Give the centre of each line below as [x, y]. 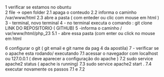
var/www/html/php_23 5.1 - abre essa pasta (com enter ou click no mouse [80, 33]
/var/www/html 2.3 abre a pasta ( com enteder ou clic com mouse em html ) [82, 18]
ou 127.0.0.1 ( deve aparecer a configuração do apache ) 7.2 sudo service [79, 58]
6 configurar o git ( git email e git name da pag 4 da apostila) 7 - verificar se [82, 48]
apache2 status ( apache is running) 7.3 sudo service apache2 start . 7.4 [78, 64]
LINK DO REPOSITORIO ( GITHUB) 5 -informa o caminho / [64, 28]
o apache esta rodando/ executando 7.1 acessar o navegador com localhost [82, 53]
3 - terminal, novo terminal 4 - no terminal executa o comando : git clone [79, 23]
